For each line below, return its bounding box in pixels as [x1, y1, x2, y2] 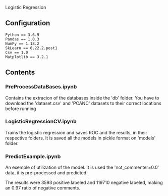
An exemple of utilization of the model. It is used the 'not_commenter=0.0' [5, 164, 159, 171]
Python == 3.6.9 [5, 32, 39, 37]
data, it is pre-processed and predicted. [5, 170, 88, 176]
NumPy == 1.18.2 [5, 41, 39, 46]
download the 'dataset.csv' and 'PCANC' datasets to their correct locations [5, 100, 161, 106]
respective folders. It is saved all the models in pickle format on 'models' [5, 135, 156, 141]
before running [5, 106, 36, 112]
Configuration [5, 19, 50, 27]
